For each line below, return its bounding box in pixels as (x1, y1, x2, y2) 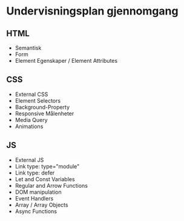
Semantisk (15, 44, 42, 51)
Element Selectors (15, 97, 61, 104)
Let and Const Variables (15, 175, 75, 182)
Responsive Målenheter (15, 110, 74, 117)
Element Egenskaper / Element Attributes (15, 57, 118, 64)
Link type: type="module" (15, 162, 80, 170)
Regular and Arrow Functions (15, 182, 88, 189)
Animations (15, 123, 44, 130)
